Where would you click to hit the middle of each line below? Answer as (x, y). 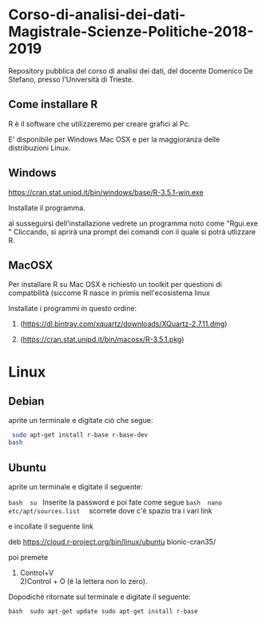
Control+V (37, 573)
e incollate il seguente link (51, 526)
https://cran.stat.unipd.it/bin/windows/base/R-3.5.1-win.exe (106, 192)
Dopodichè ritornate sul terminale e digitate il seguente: (100, 597)
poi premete (28, 557)
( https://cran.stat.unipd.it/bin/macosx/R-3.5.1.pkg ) (102, 339)
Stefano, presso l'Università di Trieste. (71, 79)
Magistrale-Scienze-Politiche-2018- (131, 32)
